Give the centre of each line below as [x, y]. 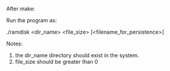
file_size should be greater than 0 [56, 62]
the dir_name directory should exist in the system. [77, 55]
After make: [20, 9]
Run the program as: [32, 20]
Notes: [14, 44]
